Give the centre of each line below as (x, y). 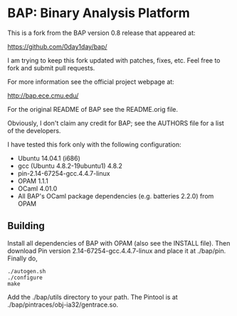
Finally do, (22, 258)
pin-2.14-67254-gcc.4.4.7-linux (64, 173)
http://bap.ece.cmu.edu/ (43, 95)
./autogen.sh (27, 271)
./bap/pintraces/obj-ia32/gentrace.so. (63, 305)
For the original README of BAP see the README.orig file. (93, 109)
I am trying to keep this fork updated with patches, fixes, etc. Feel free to (114, 60)
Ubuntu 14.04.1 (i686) (49, 158)
